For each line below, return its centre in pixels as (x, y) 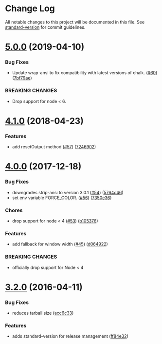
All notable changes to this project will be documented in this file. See (75, 22)
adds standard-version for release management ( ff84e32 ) (70, 336)
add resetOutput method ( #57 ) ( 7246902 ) (54, 147)
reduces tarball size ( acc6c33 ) (43, 313)
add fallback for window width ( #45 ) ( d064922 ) (60, 244)
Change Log (30, 9)
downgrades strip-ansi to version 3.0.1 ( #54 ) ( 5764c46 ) (68, 192)
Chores (14, 210)
